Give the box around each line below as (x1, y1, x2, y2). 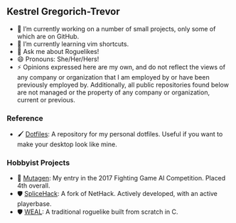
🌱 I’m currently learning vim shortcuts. (16, 39, 129, 48)
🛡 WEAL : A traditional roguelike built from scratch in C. (16, 207, 178, 216)
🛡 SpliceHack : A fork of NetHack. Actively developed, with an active (16, 190, 218, 198)
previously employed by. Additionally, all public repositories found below (16, 80, 229, 89)
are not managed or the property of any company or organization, (16, 88, 210, 97)
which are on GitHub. (16, 32, 80, 40)
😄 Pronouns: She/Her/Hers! (16, 55, 100, 63)
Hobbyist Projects (6, 158, 70, 168)
